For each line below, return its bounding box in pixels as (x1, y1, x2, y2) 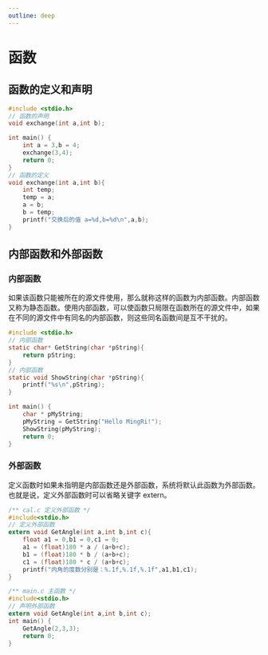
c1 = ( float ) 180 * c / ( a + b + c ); (22, 557, 130, 566)
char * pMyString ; (22, 410, 84, 418)
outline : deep (8, 11, 56, 20)
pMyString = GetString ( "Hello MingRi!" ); (22, 417, 162, 425)
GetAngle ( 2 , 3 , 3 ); (22, 625, 81, 633)
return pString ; (22, 351, 77, 359)
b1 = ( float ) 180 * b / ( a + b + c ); (22, 550, 130, 558)
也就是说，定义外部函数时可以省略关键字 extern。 (8, 489, 171, 500)
